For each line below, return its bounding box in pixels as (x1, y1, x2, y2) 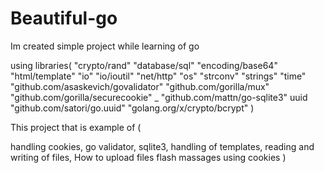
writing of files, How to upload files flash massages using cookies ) (10, 151, 287, 163)
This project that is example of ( (10, 121, 142, 133)
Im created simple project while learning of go (10, 40, 200, 52)
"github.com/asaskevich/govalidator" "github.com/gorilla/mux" (10, 80, 270, 92)
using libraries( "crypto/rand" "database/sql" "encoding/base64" (10, 59, 278, 71)
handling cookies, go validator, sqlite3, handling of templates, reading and (10, 140, 315, 152)
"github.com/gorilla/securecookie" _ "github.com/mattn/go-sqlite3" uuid (10, 91, 308, 103)
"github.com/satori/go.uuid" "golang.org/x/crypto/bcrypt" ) (10, 102, 255, 114)
